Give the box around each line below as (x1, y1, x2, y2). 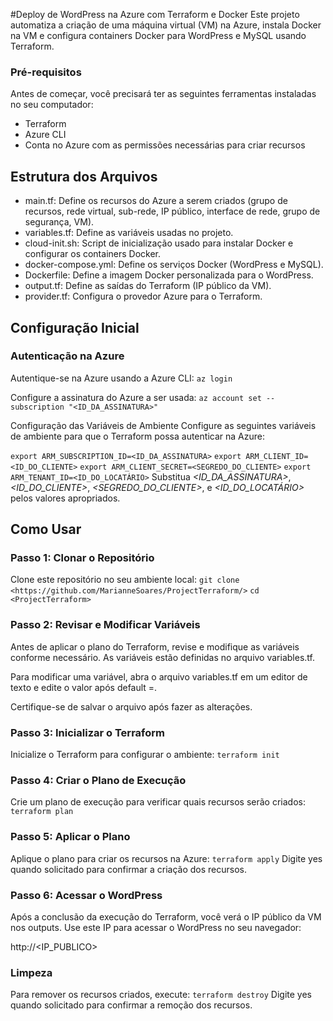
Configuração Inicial (10, 319, 140, 336)
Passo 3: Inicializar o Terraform (10, 725, 165, 739)
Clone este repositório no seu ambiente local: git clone (10, 574, 240, 586)
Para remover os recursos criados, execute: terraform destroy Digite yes (10, 989, 312, 1001)
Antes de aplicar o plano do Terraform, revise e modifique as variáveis (10, 640, 300, 653)
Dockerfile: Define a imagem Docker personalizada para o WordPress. (24, 269, 314, 281)
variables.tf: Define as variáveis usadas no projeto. (24, 227, 234, 239)
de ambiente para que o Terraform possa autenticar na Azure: (10, 430, 265, 442)
